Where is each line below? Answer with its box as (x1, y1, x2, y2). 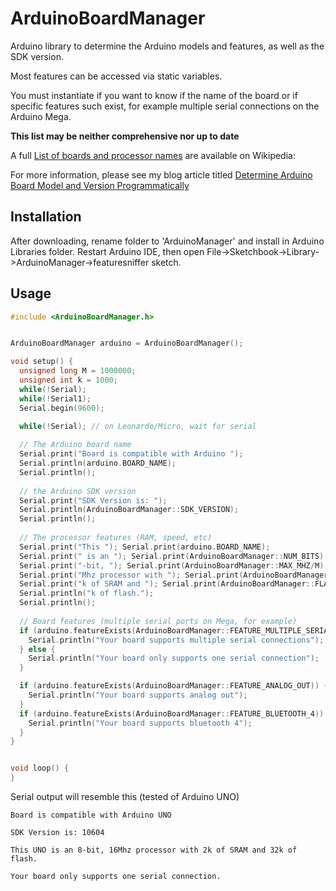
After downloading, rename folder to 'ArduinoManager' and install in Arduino (10, 235, 325, 247)
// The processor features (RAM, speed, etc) (19, 533, 213, 543)
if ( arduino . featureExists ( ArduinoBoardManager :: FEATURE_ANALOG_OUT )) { (19, 681, 329, 691)
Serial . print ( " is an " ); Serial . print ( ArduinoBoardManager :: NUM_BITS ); (19, 551, 329, 561)
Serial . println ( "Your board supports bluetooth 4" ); (28, 718, 253, 728)
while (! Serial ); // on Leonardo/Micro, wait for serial (19, 421, 257, 431)
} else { (19, 644, 56, 654)
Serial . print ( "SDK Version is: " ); (19, 495, 168, 506)
